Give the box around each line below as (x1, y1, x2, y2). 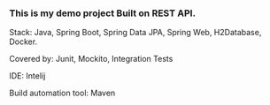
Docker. (9, 36, 38, 47)
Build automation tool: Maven (9, 87, 116, 99)
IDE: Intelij (9, 71, 46, 81)
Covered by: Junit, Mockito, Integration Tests (9, 54, 174, 64)
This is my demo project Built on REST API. (9, 7, 197, 19)
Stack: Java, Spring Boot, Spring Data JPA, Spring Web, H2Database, (9, 27, 262, 38)
